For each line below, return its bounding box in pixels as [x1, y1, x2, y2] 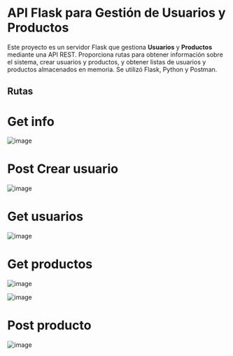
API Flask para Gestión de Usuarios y [7, 5, 226, 21]
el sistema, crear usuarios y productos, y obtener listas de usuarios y [7, 57, 206, 66]
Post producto [7, 318, 92, 334]
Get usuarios [7, 208, 84, 225]
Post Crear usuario [7, 161, 119, 177]
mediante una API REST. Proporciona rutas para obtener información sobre [7, 50, 224, 59]
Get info [7, 113, 55, 129]
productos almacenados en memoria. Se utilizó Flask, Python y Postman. [7, 65, 218, 73]
